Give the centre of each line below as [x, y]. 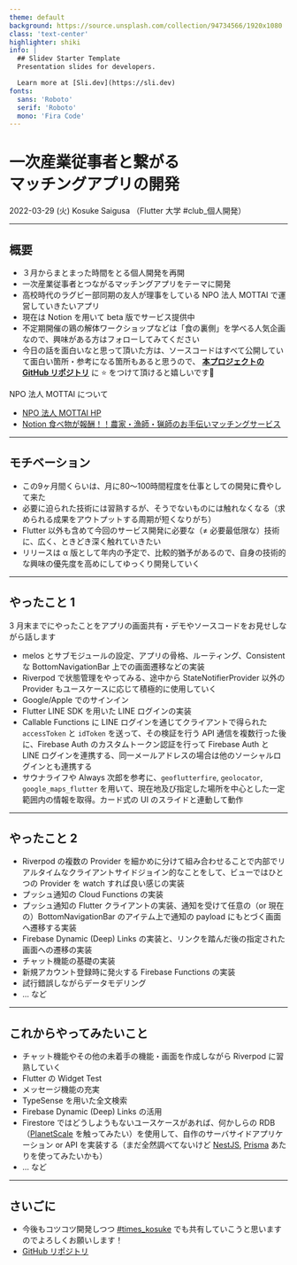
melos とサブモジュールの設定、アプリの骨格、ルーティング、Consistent [153, 655]
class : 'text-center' [49, 34]
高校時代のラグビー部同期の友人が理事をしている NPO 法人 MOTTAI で [150, 295]
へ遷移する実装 [49, 928]
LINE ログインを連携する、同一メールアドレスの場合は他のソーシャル [148, 755]
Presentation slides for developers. [87, 67]
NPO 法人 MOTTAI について [59, 394]
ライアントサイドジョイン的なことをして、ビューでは [172, 872]
